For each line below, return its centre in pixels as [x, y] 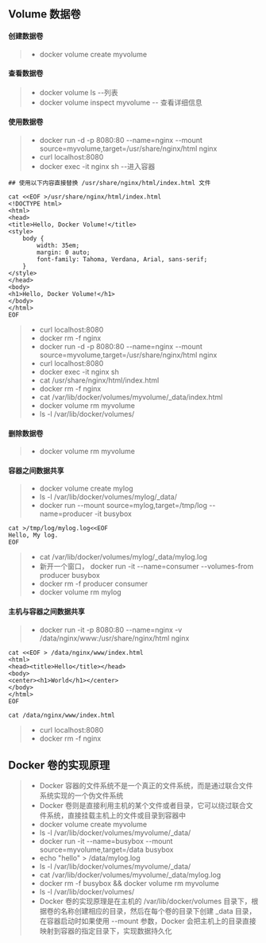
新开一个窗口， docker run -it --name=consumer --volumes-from [146, 567]
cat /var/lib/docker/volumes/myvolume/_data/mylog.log [130, 875]
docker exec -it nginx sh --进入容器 [97, 166]
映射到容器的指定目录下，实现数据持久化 [106, 931]
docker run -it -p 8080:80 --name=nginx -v [111, 629]
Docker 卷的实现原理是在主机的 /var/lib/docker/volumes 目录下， [145, 901]
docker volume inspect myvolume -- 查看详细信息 [121, 102]
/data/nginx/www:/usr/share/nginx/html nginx [114, 638]
